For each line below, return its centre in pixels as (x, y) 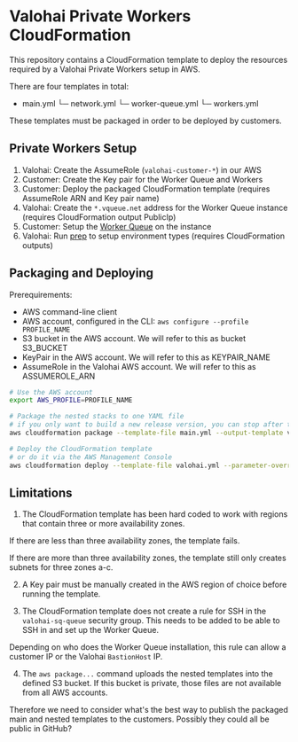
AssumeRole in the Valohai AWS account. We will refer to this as (139, 366)
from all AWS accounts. (65, 692)
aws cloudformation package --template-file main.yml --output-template (146, 433)
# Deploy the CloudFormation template (81, 449)
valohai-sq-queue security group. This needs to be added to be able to (151, 621)
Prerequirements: (41, 294)
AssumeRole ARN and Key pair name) (90, 198)
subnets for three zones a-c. (61, 567)
